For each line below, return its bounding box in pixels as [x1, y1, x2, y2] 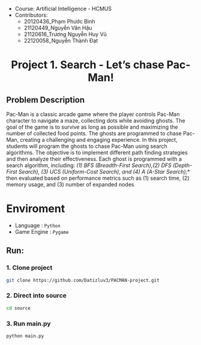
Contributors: [14, 11, 48, 19]
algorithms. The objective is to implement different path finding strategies [6, 149, 188, 156]
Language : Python [14, 222, 61, 229]
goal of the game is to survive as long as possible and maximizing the [6, 123, 178, 130]
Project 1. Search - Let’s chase [11, 58, 164, 72]
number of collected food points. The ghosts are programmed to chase [6, 130, 182, 137]
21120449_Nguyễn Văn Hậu [23, 24, 92, 31]
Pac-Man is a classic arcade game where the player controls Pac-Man [6, 111, 180, 118]
